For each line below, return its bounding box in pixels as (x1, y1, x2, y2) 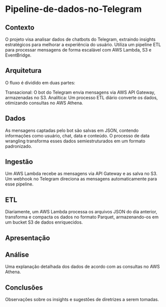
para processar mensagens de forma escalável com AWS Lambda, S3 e (5, 47, 152, 53)
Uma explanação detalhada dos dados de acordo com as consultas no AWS (5, 264, 160, 270)
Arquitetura (5, 66, 42, 75)
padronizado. (5, 143, 32, 149)
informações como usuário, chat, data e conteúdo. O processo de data (5, 132, 150, 138)
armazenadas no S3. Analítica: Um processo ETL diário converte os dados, (5, 94, 158, 100)
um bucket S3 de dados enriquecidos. (5, 219, 83, 225)
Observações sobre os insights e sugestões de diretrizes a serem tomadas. (5, 297, 160, 303)
